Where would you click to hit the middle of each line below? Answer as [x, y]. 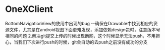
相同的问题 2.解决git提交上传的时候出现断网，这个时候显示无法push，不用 [81, 36]
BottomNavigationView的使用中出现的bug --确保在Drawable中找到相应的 [79, 23]
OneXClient [29, 9]
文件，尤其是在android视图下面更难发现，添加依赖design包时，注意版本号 [85, 29]
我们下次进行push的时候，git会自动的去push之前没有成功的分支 [83, 42]
